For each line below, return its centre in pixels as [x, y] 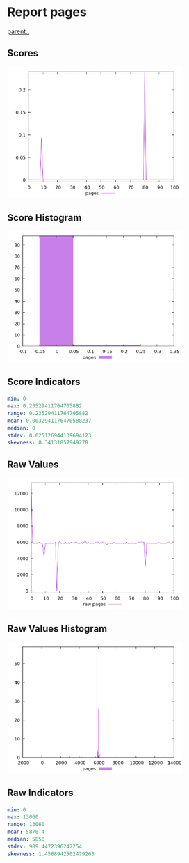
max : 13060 [23, 817]
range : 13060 [26, 825]
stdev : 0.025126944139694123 [49, 435]
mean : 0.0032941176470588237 [49, 421]
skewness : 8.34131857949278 [48, 443]
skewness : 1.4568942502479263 [51, 854]
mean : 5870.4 [26, 832]
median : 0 [22, 428]
